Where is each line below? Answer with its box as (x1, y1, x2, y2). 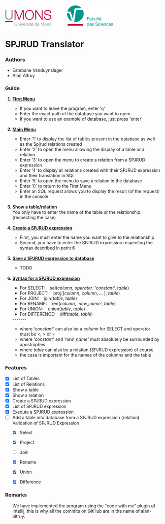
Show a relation (12, 392, 44, 398)
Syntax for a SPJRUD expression (12, 275, 80, 281)
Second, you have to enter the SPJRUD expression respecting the (19, 240, 153, 246)
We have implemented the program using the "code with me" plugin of (12, 503, 156, 509)
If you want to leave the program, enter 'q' (19, 105, 105, 111)
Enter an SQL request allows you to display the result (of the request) (19, 188, 160, 195)
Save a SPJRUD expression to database (12, 256, 95, 262)
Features (5, 364, 27, 371)
